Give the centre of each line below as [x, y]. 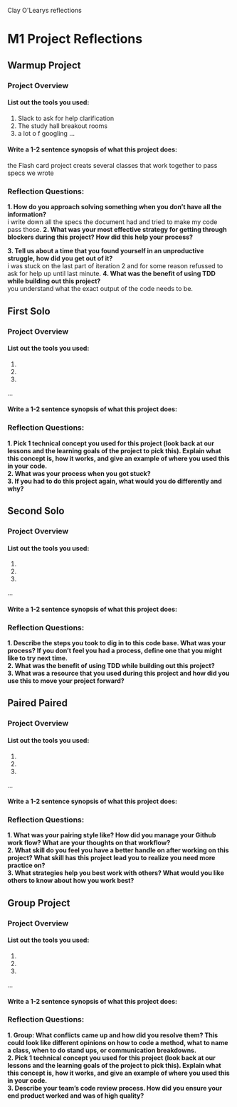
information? [27, 214]
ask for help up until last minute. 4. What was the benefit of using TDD [111, 274]
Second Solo [36, 511]
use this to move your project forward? [66, 681]
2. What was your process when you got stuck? [79, 473]
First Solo [29, 311]
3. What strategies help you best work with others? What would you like [116, 873]
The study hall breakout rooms [63, 126]
